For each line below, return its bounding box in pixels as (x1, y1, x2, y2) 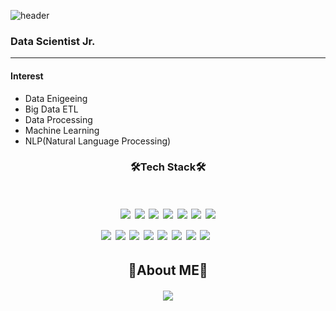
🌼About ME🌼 (128, 262, 208, 279)
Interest (10, 70, 44, 82)
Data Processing (24, 113, 93, 125)
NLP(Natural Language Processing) (24, 135, 172, 147)
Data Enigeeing (24, 92, 88, 104)
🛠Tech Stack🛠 (129, 160, 207, 174)
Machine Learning (24, 124, 100, 136)
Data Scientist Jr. (10, 34, 96, 48)
